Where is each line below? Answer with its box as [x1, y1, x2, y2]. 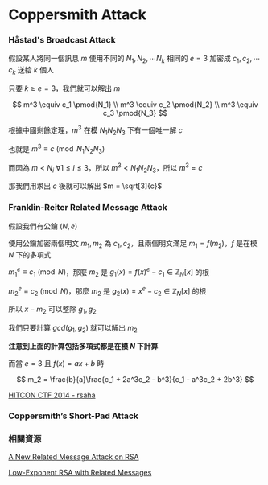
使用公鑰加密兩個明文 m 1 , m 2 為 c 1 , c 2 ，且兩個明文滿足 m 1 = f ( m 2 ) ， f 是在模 [8, 238, 258, 250]
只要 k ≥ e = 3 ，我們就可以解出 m [8, 84, 121, 93]
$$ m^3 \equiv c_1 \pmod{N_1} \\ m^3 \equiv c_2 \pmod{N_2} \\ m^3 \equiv [11, 100, 259, 109]
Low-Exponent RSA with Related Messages [8, 468, 152, 478]
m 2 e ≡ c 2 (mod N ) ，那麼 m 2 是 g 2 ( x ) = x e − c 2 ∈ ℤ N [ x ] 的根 [8, 284, 207, 298]
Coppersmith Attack [8, 6, 146, 24]
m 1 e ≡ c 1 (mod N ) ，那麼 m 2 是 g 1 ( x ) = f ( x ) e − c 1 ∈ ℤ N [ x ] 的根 [8, 265, 210, 278]
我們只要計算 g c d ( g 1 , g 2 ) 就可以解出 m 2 [8, 323, 138, 335]
